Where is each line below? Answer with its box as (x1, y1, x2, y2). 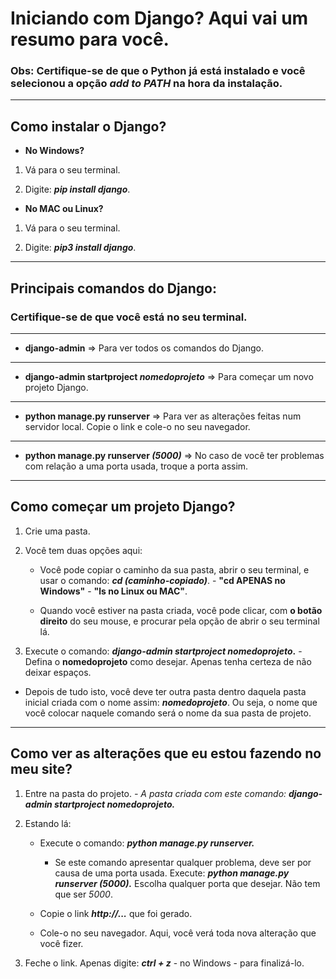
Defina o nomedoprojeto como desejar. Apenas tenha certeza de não (24, 655, 312, 667)
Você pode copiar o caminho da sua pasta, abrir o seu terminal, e (39, 563, 310, 576)
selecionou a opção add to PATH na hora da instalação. (10, 77, 283, 91)
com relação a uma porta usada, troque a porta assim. (24, 460, 249, 472)
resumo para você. (10, 28, 170, 51)
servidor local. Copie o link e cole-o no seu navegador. (24, 420, 251, 432)
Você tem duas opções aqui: (24, 544, 143, 556)
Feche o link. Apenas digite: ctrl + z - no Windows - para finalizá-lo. (24, 957, 305, 969)
